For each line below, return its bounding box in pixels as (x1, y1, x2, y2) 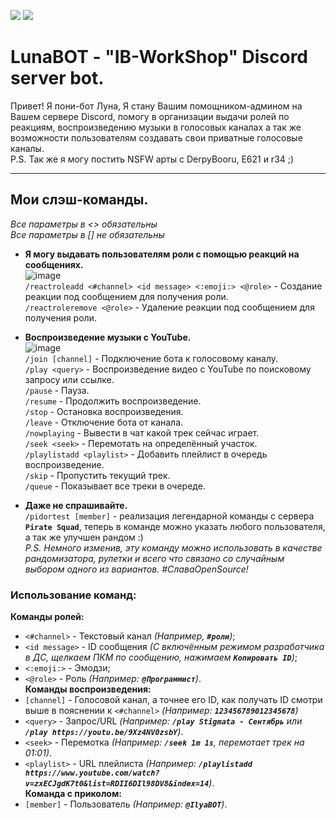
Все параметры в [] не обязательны (10, 228, 165, 240)
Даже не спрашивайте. (24, 499, 128, 511)
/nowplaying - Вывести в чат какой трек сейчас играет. (24, 426, 260, 439)
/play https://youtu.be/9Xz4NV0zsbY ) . (24, 726, 184, 738)
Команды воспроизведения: (24, 683, 152, 695)
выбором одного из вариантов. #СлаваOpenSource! (24, 563, 249, 575)
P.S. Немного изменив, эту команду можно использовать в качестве (24, 541, 323, 554)
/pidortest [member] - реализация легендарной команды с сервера (24, 510, 315, 522)
